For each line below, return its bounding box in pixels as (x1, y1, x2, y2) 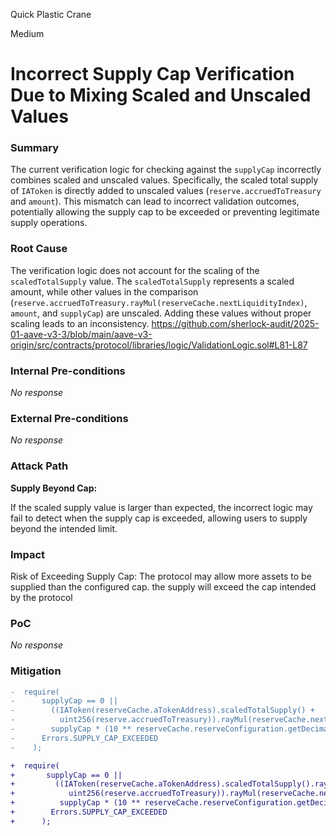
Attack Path (10, 459, 69, 473)
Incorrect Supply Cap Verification (10, 63, 295, 86)
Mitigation (10, 664, 62, 678)
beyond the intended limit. (10, 522, 118, 534)
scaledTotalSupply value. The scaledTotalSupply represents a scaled (10, 275, 295, 287)
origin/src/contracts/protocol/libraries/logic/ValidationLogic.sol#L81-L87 (10, 339, 308, 351)
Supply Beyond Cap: (10, 482, 98, 494)
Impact (10, 547, 46, 561)
